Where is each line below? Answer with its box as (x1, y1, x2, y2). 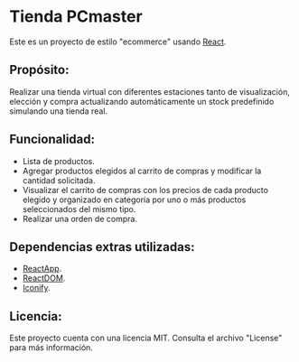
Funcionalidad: (9, 132, 96, 147)
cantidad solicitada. (22, 174, 96, 186)
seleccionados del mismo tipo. (22, 203, 136, 214)
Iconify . (22, 283, 51, 293)
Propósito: (9, 62, 70, 78)
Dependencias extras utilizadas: (9, 239, 196, 255)
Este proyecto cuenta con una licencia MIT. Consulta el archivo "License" (9, 332, 283, 344)
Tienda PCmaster (9, 6, 143, 27)
